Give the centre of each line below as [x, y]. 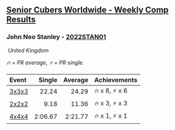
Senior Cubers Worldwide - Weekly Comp [87, 10]
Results [21, 20]
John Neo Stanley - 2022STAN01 [56, 37]
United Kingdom [28, 50]
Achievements [116, 80]
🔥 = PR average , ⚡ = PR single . [45, 62]
